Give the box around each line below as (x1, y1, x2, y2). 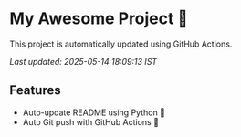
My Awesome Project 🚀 (9, 8, 189, 29)
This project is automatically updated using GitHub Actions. (9, 38, 233, 49)
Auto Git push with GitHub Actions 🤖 (22, 116, 160, 127)
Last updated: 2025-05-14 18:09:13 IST (9, 56, 158, 67)
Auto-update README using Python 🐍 (22, 107, 166, 118)
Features (9, 82, 61, 99)
